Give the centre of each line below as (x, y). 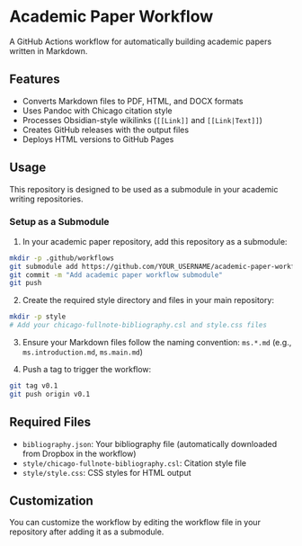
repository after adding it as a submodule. (87, 532)
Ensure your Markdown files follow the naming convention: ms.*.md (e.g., (157, 343)
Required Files (50, 422)
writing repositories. (46, 199)
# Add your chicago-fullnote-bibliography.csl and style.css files (138, 326)
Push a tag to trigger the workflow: (87, 370)
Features (35, 80)
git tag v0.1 (34, 386)
